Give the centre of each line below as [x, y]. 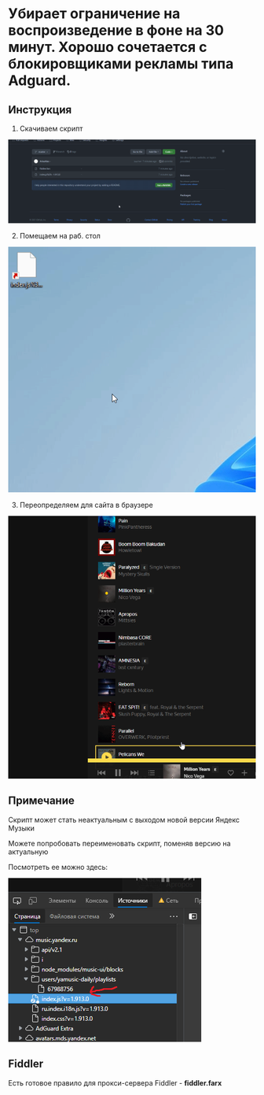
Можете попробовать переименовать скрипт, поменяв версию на [119, 843]
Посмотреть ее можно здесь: [58, 867]
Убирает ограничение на [94, 14]
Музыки [22, 828]
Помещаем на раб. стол [60, 235]
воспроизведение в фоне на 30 [116, 30]
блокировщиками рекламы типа [121, 64]
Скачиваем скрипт [51, 128]
